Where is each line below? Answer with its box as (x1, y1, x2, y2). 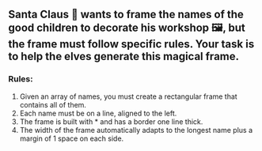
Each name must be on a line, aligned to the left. (19, 108, 177, 118)
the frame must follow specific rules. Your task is (8, 37, 255, 51)
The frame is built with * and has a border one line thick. (19, 116, 203, 126)
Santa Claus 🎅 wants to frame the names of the (8, 8, 244, 21)
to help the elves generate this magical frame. (8, 50, 240, 63)
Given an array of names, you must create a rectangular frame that (19, 92, 237, 101)
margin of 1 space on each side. (19, 134, 124, 143)
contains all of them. (19, 100, 87, 109)
